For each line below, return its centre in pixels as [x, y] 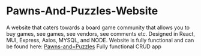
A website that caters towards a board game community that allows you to [98, 27]
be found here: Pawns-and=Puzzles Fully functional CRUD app [84, 46]
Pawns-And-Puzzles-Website [82, 11]
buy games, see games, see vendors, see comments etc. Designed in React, [101, 33]
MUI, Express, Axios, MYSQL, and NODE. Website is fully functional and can [100, 40]
